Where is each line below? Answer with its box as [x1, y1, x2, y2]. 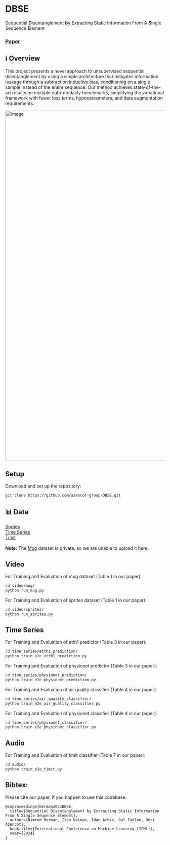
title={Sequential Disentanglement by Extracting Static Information [10, 808, 159, 814]
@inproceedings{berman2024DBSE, [5, 804, 73, 809]
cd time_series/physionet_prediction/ [5, 673, 87, 678]
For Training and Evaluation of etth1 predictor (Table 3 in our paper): [5, 639, 147, 645]
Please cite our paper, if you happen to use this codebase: [5, 794, 127, 800]
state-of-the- [133, 84, 161, 90]
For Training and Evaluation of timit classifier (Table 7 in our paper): [5, 752, 146, 758]
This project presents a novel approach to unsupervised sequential [5, 68, 145, 74]
